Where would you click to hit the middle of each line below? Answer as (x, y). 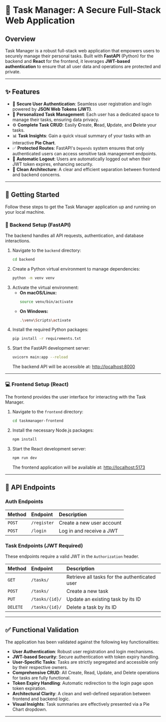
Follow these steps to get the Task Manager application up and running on (81, 207)
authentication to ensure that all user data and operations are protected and (83, 67)
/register (43, 523)
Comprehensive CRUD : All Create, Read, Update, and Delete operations (86, 673)
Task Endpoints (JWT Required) (44, 545)
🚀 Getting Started (32, 195)
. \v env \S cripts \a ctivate (45, 320)
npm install (24, 440)
